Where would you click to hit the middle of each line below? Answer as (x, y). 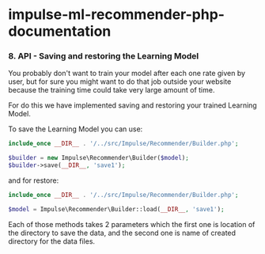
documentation (60, 31)
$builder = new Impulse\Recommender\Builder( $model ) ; (99, 158)
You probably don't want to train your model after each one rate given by (127, 74)
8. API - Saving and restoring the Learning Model (104, 56)
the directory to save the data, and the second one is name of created (122, 233)
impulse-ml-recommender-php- (117, 15)
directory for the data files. (52, 241)
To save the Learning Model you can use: (76, 129)
